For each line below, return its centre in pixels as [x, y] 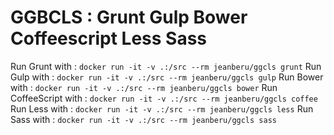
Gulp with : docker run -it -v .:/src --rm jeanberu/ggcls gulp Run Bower [167, 77]
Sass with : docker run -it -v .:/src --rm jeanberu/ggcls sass [143, 119]
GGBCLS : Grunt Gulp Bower [129, 17]
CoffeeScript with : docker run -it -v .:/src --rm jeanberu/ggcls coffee [164, 98]
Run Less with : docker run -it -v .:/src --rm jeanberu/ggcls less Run [162, 108]
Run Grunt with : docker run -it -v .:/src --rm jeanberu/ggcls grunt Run [166, 66]
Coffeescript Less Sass [109, 38]
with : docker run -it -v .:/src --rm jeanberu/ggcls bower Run [144, 87]
